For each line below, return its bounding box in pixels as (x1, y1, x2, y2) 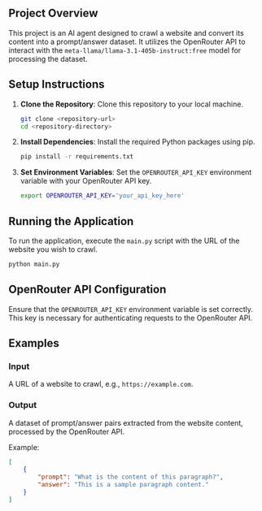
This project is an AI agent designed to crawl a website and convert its (8, 28, 244, 37)
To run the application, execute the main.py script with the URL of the (8, 236, 240, 245)
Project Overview (8, 6, 98, 20)
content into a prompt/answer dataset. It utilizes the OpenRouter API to (8, 37, 246, 46)
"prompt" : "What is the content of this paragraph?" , (37, 473, 224, 482)
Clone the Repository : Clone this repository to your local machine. (20, 99, 244, 109)
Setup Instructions (8, 77, 105, 92)
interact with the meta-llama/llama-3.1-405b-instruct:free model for (8, 45, 242, 55)
